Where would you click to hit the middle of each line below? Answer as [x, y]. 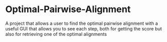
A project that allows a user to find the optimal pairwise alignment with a [82, 23]
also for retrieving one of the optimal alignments [56, 34]
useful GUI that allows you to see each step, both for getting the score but [84, 28]
